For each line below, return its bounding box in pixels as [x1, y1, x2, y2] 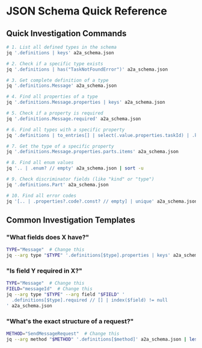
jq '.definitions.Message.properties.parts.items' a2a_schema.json [6, 149, 179, 155]
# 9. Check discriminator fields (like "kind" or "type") [6, 176, 155, 182]
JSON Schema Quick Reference [6, 4, 167, 18]
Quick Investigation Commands [6, 28, 127, 39]
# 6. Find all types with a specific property [6, 127, 125, 133]
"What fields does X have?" [6, 233, 90, 241]
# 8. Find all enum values [6, 160, 74, 166]
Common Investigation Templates [6, 215, 135, 225]
